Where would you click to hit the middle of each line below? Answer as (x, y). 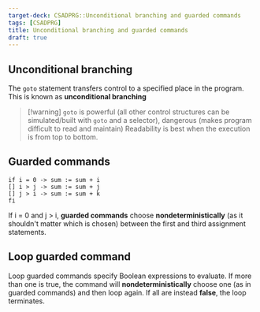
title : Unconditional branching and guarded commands (98, 30)
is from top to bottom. (63, 137)
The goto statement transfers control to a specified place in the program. (126, 88)
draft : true (28, 37)
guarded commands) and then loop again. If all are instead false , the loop (127, 292)
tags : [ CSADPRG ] (35, 23)
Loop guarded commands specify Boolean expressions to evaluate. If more (130, 276)
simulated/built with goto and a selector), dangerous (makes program (139, 121)
